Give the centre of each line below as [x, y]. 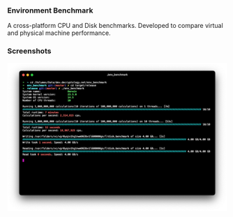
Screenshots [29, 51]
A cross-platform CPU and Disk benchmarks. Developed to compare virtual [115, 26]
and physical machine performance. [59, 33]
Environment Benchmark [50, 10]
